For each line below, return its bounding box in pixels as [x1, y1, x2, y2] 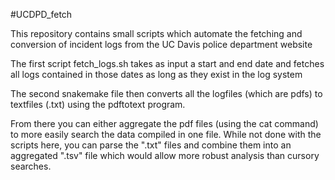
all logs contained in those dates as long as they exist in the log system [10, 69, 303, 80]
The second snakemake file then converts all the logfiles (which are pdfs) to [10, 88, 323, 99]
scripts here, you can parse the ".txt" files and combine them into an [10, 139, 292, 151]
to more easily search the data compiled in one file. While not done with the [10, 129, 322, 140]
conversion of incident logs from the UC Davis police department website [10, 39, 313, 50]
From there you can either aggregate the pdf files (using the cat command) [10, 118, 319, 129]
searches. [10, 160, 52, 172]
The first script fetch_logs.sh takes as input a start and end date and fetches [10, 58, 325, 69]
